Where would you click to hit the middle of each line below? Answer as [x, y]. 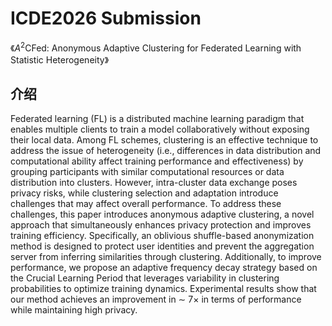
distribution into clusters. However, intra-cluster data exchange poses [154, 183]
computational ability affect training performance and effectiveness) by [157, 161]
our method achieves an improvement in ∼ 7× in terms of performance [156, 299]
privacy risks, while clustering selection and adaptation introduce [144, 193]
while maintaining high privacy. [74, 310]
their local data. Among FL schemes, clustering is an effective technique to [164, 140]
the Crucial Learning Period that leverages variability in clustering [145, 278]
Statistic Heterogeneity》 [60, 59]
